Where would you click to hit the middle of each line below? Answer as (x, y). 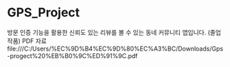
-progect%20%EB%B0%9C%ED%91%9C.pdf (73, 55)
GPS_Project (44, 13)
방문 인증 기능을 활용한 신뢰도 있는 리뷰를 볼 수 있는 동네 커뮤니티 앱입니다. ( (109, 32)
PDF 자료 (34, 41)
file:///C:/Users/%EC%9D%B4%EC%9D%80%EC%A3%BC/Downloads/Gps (115, 49)
